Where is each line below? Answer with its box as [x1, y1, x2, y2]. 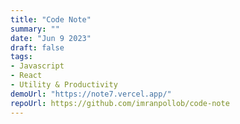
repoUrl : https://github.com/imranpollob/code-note [10, 98, 230, 108]
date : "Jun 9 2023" [10, 33, 92, 43]
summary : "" [10, 24, 60, 34]
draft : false [10, 42, 65, 53]
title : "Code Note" [10, 14, 92, 25]
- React [10, 71, 43, 81]
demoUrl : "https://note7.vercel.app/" [10, 89, 172, 99]
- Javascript [10, 61, 65, 71]
